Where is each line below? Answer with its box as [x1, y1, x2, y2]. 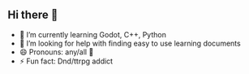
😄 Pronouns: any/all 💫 [19, 46, 94, 57]
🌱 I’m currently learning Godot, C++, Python [19, 29, 167, 39]
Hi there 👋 [7, 8, 58, 22]
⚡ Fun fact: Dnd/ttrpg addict [19, 56, 114, 66]
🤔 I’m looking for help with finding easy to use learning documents [19, 38, 241, 48]
